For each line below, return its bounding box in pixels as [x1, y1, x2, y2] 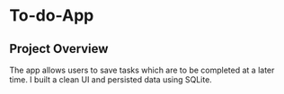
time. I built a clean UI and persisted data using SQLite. [9, 74, 213, 85]
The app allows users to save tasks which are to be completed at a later [9, 64, 275, 75]
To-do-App [9, 5, 94, 26]
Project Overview [9, 41, 109, 56]
